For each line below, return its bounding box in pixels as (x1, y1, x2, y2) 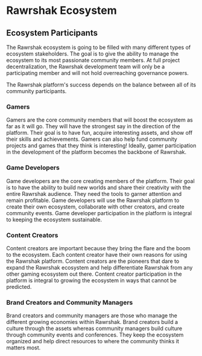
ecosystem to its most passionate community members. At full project (6, 57, 180, 63)
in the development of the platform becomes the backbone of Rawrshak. (6, 149, 187, 156)
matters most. (6, 344, 41, 351)
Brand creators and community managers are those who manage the (6, 312, 178, 319)
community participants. (6, 88, 67, 94)
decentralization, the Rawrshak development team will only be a (6, 63, 165, 70)
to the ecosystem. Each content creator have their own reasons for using (6, 251, 188, 258)
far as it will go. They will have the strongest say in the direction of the (6, 123, 180, 130)
